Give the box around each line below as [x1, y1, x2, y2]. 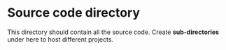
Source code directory [7, 5, 141, 21]
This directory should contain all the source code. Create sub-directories [7, 28, 219, 36]
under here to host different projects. [7, 35, 114, 43]
